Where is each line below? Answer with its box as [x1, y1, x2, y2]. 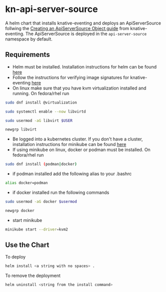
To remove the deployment [5, 272, 61, 278]
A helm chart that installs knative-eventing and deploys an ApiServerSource [5, 20, 161, 26]
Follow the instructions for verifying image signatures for [12, 74, 129, 80]
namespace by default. [5, 36, 52, 42]
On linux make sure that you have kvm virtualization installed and [12, 85, 146, 91]
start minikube [12, 217, 42, 223]
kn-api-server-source [5, 3, 98, 15]
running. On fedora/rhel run [12, 90, 69, 96]
